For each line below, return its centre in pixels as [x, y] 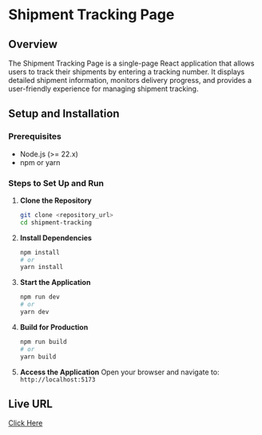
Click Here [26, 423]
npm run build [43, 342]
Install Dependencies [56, 238]
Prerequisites [35, 136]
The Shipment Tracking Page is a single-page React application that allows [131, 63]
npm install [40, 252]
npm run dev [40, 297]
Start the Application [55, 283]
